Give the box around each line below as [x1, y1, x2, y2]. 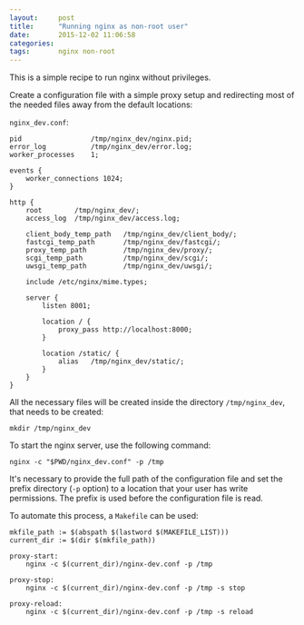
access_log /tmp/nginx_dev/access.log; [25, 214, 181, 223]
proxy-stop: [9, 576, 54, 585]
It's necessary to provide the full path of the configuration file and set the [9, 473, 283, 484]
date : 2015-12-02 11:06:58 [9, 30, 136, 39]
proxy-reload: [9, 600, 64, 609]
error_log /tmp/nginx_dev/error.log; [9, 143, 193, 152]
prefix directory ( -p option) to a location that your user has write [9, 483, 249, 494]
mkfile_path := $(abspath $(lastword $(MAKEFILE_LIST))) [9, 528, 230, 537]
